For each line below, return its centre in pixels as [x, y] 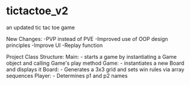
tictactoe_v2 [37, 11]
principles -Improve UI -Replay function [54, 45]
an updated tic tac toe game [41, 27]
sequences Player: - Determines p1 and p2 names [67, 75]
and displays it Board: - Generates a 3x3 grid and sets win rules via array [95, 69]
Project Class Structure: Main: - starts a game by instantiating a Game [91, 56]
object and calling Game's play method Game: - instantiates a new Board [95, 63]
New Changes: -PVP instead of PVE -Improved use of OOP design [87, 39]
